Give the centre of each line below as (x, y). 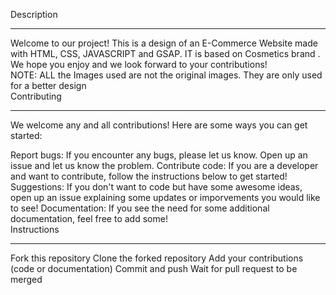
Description (34, 14)
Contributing (36, 96)
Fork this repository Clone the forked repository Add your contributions (157, 258)
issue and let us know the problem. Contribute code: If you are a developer (164, 165)
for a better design (48, 85)
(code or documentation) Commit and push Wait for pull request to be (154, 268)
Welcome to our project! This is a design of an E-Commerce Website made (164, 43)
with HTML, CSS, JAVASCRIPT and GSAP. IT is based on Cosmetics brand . (165, 53)
